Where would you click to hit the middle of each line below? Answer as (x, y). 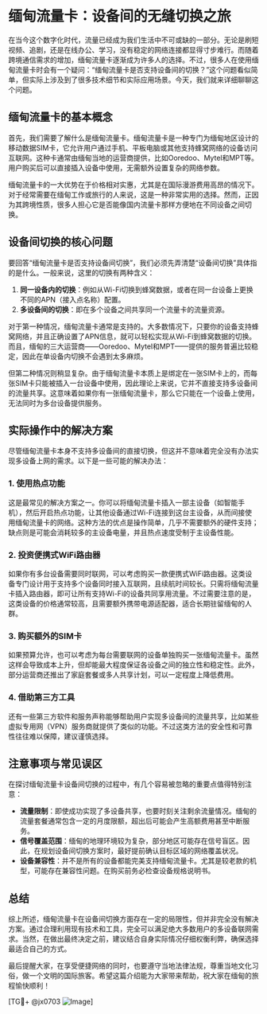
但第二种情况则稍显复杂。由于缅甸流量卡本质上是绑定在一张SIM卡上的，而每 (133, 373)
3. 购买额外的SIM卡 (45, 636)
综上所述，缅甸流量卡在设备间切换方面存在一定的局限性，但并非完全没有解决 (133, 919)
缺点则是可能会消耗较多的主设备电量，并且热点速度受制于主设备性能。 (123, 532)
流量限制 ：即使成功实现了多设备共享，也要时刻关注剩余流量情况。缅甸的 (138, 811)
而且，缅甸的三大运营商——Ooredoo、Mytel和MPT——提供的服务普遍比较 (130, 346)
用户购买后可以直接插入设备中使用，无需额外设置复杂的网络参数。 (116, 167)
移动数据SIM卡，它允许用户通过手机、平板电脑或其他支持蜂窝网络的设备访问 (133, 147)
